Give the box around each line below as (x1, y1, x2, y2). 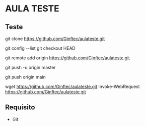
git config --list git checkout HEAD (5, 45, 75, 51)
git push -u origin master (5, 65, 56, 70)
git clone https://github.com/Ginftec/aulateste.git (5, 36, 105, 42)
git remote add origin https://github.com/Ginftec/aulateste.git (5, 55, 130, 61)
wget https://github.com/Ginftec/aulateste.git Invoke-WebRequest (5, 84, 140, 89)
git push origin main (5, 74, 46, 80)
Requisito (5, 103, 35, 112)
